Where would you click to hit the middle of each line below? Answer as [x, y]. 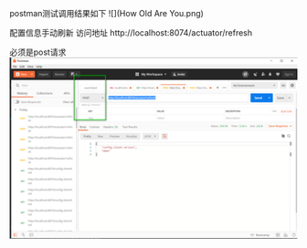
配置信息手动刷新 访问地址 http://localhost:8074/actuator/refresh [131, 33]
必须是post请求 [38, 52]
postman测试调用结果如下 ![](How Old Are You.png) [106, 13]
